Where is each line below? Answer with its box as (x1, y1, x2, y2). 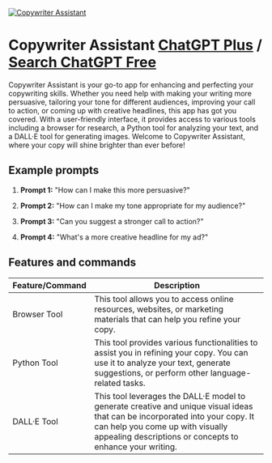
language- (210, 367, 252, 378)
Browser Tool (12, 308, 63, 320)
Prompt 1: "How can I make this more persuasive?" (19, 185, 190, 194)
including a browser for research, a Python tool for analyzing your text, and (8, 122, 259, 133)
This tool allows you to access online (94, 293, 234, 304)
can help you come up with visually (94, 421, 228, 432)
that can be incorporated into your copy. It (94, 410, 255, 422)
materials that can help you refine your (94, 313, 241, 325)
